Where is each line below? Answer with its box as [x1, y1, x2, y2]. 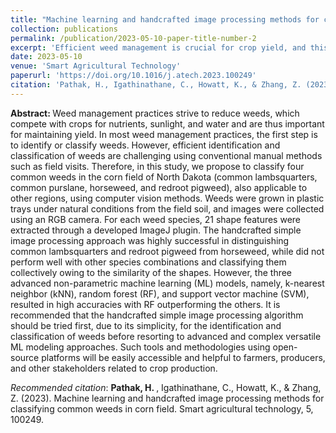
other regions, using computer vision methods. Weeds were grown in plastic [10, 192, 325, 204]
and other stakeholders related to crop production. [10, 362, 218, 374]
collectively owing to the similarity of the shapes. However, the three [10, 266, 293, 278]
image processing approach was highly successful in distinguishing [10, 234, 290, 246]
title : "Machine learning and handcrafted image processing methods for [10, 14, 320, 25]
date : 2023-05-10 [10, 52, 83, 62]
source [10, 351, 40, 363]
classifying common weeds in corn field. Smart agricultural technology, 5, [10, 402, 314, 415]
